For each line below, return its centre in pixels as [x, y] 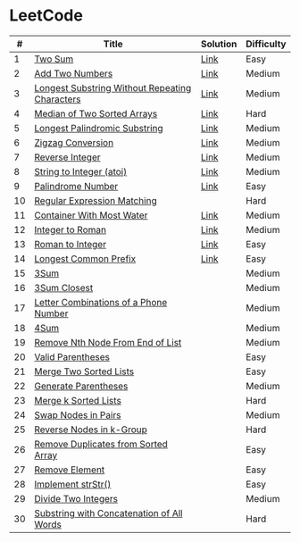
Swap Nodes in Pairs [78, 414]
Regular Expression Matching [96, 200]
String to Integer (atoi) [81, 171]
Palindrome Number [76, 186]
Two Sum [54, 59]
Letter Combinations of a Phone [101, 302]
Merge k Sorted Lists [78, 400]
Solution [219, 44]
